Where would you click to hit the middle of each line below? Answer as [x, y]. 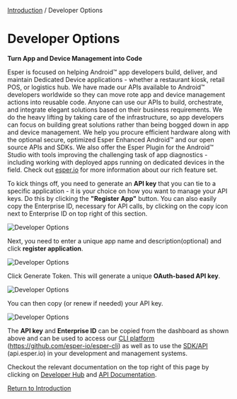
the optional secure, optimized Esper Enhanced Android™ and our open [111, 139]
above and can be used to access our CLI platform [81, 338]
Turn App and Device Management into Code [75, 58]
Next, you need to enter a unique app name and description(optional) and [114, 241]
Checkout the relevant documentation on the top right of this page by [108, 366]
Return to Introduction [39, 388]
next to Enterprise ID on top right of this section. [77, 213]
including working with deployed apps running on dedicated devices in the [116, 162]
